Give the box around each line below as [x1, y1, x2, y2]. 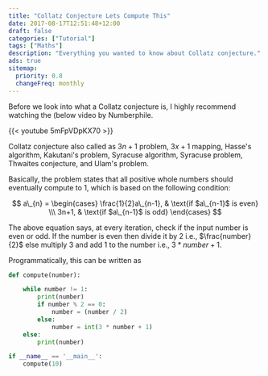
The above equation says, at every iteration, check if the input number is [8, 223, 249, 232]
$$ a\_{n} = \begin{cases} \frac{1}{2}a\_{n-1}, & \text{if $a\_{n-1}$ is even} [11, 198, 259, 208]
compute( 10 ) [23, 360, 63, 368]
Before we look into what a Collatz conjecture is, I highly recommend [8, 102, 237, 111]
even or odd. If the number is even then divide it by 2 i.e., [8, 231, 198, 240]
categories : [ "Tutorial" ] [8, 34, 95, 43]
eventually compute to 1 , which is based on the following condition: [8, 182, 231, 192]
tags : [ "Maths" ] [8, 42, 63, 50]
